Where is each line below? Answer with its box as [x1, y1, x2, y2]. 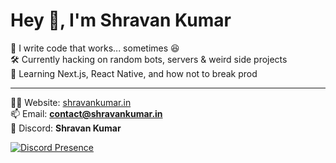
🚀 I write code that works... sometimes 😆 [10, 42, 180, 54]
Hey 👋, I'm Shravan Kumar [10, 9, 232, 32]
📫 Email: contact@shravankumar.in [10, 107, 163, 119]
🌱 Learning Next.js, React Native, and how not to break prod [10, 67, 258, 79]
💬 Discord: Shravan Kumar [10, 122, 122, 134]
